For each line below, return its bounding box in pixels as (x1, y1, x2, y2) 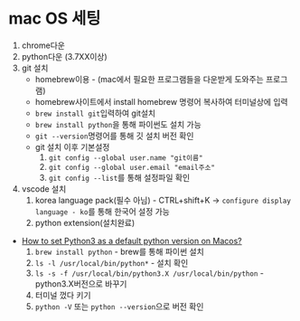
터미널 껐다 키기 (34, 289, 91, 300)
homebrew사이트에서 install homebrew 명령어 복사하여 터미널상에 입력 (34, 96, 288, 107)
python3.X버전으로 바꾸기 (34, 278, 127, 289)
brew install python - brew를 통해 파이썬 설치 (34, 246, 204, 257)
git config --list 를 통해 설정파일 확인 (48, 172, 191, 183)
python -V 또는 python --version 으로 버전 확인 (34, 300, 204, 312)
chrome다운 (21, 40, 65, 51)
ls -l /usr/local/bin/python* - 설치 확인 (34, 257, 189, 268)
